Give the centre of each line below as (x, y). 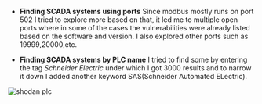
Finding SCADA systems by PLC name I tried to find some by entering (133, 59)
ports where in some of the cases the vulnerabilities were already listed (135, 28)
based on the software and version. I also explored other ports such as (134, 36)
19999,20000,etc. (48, 45)
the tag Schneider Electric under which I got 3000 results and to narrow (135, 68)
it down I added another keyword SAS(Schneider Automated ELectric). (133, 76)
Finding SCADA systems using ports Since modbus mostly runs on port (136, 11)
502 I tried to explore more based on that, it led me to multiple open (128, 20)
